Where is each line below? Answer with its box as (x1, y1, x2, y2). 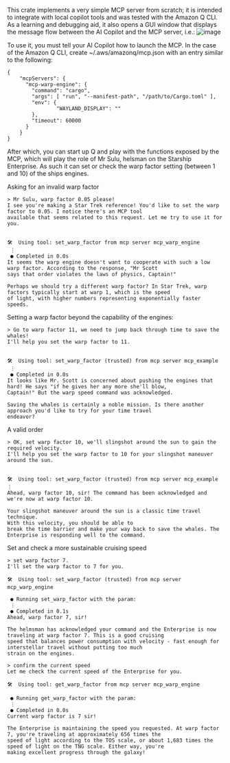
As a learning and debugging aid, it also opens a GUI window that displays (7, 21, 218, 28)
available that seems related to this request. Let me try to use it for (7, 214, 223, 221)
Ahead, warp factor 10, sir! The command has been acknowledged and (7, 490, 207, 497)
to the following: (7, 56, 53, 64)
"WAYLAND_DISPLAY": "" (56, 105, 122, 112)
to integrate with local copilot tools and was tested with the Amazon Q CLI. (7, 13, 218, 21)
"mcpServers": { (19, 75, 67, 82)
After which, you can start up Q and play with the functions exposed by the (7, 147, 220, 156)
